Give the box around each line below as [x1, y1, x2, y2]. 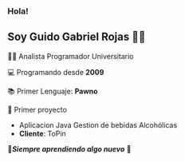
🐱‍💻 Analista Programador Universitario [7, 51, 134, 61]
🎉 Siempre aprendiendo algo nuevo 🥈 [7, 144, 132, 153]
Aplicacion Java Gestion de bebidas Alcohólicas [18, 120, 178, 129]
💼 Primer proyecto [7, 105, 67, 114]
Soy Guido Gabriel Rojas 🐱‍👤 [7, 30, 146, 44]
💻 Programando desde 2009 [7, 67, 104, 77]
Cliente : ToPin [18, 128, 67, 138]
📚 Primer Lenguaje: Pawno [7, 86, 98, 96]
